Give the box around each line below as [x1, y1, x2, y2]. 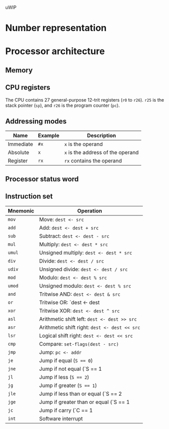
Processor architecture [5, 45, 105, 57]
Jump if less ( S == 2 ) [39, 373, 90, 380]
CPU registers [5, 83, 51, 92]
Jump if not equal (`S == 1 [39, 365, 102, 372]
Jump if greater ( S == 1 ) [39, 382, 97, 389]
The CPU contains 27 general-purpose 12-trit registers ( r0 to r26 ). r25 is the [5, 97, 164, 103]
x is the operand [64, 140, 103, 148]
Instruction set [5, 192, 53, 201]
